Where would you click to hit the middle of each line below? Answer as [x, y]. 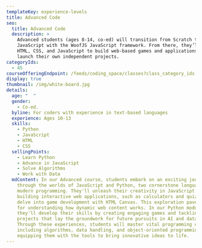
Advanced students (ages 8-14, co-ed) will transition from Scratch [105, 40]
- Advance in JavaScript [48, 163]
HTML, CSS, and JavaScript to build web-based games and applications [107, 51]
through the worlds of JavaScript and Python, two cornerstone [98, 185]
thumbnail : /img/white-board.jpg [48, 85]
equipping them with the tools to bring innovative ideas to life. [103, 235]
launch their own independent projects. [68, 57]
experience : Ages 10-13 [41, 118]
